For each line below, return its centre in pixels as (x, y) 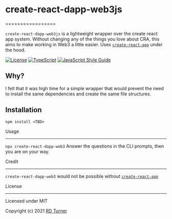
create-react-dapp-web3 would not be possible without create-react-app (82, 176)
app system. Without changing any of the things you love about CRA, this (82, 39)
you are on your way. (27, 151)
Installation (24, 110)
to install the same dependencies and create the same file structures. (78, 94)
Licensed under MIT (26, 201)
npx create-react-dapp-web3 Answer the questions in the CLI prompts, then (85, 146)
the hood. (15, 50)
